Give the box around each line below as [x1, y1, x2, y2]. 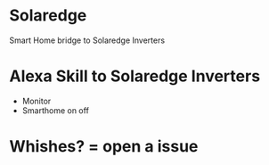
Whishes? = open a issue [9, 136, 199, 157]
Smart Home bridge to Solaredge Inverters [9, 35, 166, 45]
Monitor [21, 95, 52, 106]
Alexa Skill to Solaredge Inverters [9, 66, 261, 87]
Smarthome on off [21, 104, 89, 116]
